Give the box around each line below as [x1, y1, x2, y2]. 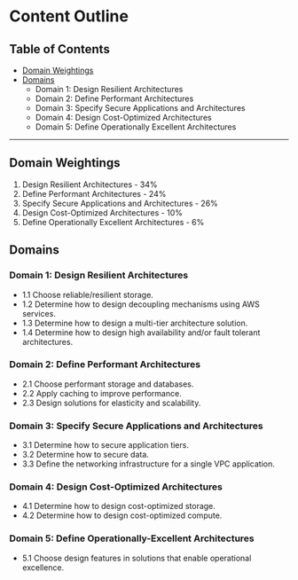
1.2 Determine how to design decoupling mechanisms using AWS [21, 299, 260, 310]
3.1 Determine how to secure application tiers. [21, 440, 189, 451]
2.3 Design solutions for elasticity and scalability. [21, 397, 201, 408]
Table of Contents [9, 42, 111, 57]
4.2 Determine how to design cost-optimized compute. [21, 510, 223, 521]
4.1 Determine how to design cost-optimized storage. [21, 501, 216, 512]
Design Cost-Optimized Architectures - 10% [21, 207, 184, 218]
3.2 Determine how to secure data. [21, 450, 149, 460]
